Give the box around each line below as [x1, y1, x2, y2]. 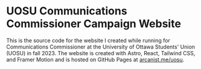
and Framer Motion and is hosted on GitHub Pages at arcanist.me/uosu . [6, 56, 185, 63]
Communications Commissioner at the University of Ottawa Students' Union [6, 43, 195, 50]
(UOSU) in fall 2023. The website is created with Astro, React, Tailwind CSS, [6, 49, 196, 56]
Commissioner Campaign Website [6, 17, 181, 31]
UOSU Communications [6, 4, 128, 18]
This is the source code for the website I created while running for [6, 37, 170, 44]
